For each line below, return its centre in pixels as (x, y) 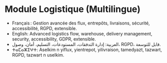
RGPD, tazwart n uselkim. (38, 55)
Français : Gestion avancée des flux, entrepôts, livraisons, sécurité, (81, 23)
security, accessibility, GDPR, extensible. (54, 39)
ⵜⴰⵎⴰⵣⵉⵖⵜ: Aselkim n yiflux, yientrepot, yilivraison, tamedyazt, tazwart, (87, 49)
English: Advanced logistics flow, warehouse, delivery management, (82, 33)
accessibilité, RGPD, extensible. (44, 28)
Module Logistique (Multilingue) (72, 9)
